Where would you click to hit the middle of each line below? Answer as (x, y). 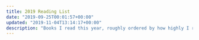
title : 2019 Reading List (38, 11)
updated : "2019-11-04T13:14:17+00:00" (54, 22)
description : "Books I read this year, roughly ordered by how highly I (98, 28)
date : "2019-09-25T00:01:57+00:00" (50, 17)
